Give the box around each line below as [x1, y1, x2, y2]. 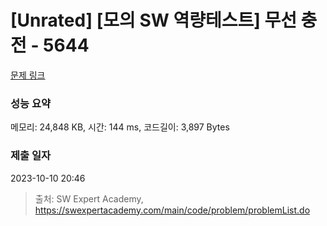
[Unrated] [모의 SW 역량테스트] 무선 [10, 9, 297, 32]
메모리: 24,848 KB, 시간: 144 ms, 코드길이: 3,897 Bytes [10, 121, 230, 133]
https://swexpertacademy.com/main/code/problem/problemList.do [34, 204, 311, 216]
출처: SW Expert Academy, [34, 192, 144, 205]
